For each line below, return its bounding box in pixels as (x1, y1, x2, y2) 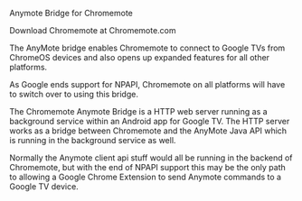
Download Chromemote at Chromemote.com (9, 25, 176, 35)
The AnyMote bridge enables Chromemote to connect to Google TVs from (9, 42, 286, 53)
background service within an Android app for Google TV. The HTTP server (9, 116, 290, 126)
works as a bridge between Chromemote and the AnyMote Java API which (9, 125, 288, 136)
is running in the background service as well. (9, 135, 176, 145)
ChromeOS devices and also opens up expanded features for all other (9, 52, 269, 62)
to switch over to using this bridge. (9, 89, 138, 99)
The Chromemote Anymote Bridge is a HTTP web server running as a (9, 106, 269, 116)
